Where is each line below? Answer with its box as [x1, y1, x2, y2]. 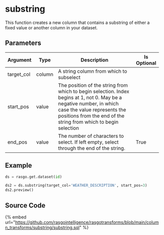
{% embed [5, 214, 27, 220]
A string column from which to [58, 67, 127, 74]
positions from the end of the [58, 112, 124, 119]
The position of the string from [58, 82, 128, 88]
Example [5, 161, 32, 170]
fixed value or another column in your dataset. [5, 24, 98, 30]
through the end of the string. [58, 145, 125, 151]
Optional [136, 60, 157, 66]
